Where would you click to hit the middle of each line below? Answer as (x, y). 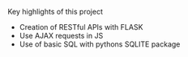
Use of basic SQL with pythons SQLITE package (100, 44)
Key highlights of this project (55, 12)
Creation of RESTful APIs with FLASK (81, 27)
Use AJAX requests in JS (61, 36)
